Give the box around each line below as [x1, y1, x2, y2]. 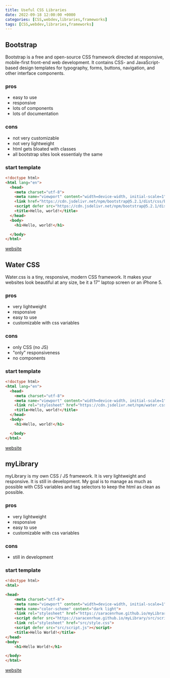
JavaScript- [136, 60, 160, 66]
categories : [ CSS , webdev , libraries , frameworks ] [5, 17, 108, 22]
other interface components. [5, 70, 65, 76]
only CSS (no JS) [12, 344, 49, 350]
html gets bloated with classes [12, 145, 76, 152]
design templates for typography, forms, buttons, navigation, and [19, 65, 155, 71]
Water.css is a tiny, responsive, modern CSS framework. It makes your [5, 274, 152, 280]
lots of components [12, 105, 54, 111]
